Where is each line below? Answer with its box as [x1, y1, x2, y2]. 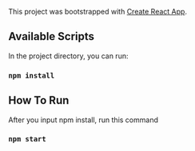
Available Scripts [8, 30, 94, 43]
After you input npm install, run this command [8, 115, 158, 125]
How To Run [8, 93, 70, 107]
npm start [8, 135, 46, 144]
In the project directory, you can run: [8, 51, 129, 61]
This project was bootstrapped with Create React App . [8, 7, 188, 16]
